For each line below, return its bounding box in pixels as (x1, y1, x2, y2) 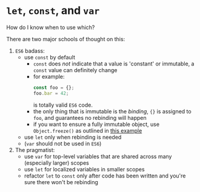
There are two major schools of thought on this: (6, 35, 125, 42)
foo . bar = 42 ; (33, 90, 69, 96)
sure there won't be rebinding (24, 178, 99, 185)
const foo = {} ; (33, 84, 75, 91)
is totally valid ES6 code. (33, 101, 93, 108)
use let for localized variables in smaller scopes (24, 165, 145, 173)
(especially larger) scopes (24, 159, 89, 167)
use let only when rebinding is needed (24, 133, 122, 141)
